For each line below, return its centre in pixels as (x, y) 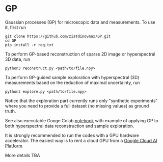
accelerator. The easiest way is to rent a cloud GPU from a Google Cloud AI (81, 140)
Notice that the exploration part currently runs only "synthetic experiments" (81, 101)
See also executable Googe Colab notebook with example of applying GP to (82, 120)
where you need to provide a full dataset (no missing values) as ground (77, 106)
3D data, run (18, 59)
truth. (11, 111)
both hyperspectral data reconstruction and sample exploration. (69, 126)
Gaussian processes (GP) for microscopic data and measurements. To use (80, 22)
